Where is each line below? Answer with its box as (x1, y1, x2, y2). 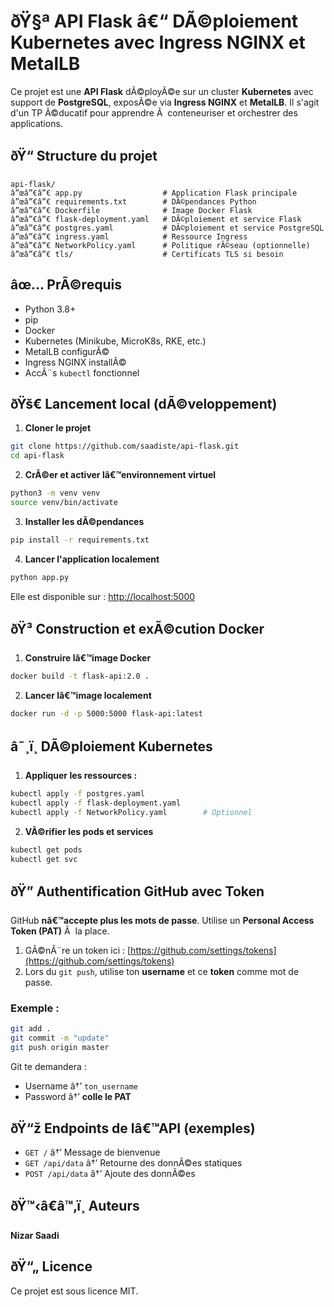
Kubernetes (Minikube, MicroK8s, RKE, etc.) (24, 335, 207, 347)
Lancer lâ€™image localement (24, 690, 152, 702)
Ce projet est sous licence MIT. (10, 1285, 139, 1297)
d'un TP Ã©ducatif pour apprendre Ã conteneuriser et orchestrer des (10, 106, 298, 119)
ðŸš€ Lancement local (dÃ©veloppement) (10, 395, 278, 412)
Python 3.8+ (24, 303, 77, 315)
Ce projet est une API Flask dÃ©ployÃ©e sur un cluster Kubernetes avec (10, 85, 314, 97)
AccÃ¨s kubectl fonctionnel (24, 366, 140, 379)
